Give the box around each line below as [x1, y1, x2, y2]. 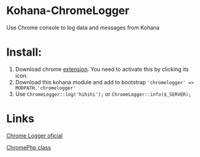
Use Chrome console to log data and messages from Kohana [6, 24, 160, 31]
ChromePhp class [6, 144, 51, 151]
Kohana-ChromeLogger [6, 4, 130, 18]
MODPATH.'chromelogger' [15, 85, 76, 91]
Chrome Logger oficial [6, 132, 63, 139]
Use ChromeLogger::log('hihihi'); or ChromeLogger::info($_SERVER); [15, 90, 191, 98]
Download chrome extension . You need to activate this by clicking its [15, 65, 189, 73]
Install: [6, 45, 42, 59]
